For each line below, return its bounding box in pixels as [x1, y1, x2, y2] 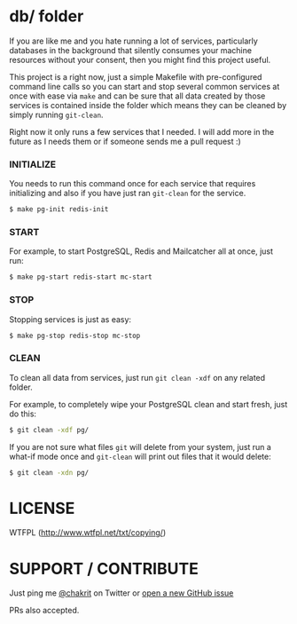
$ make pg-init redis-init [9, 205, 109, 214]
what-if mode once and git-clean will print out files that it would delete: [9, 451, 272, 462]
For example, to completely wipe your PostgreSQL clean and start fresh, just [9, 399, 288, 409]
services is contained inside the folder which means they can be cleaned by [9, 99, 287, 110]
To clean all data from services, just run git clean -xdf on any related [9, 372, 266, 383]
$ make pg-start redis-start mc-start [9, 273, 152, 281]
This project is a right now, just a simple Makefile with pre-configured [9, 71, 262, 82]
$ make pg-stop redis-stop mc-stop [9, 331, 141, 340]
